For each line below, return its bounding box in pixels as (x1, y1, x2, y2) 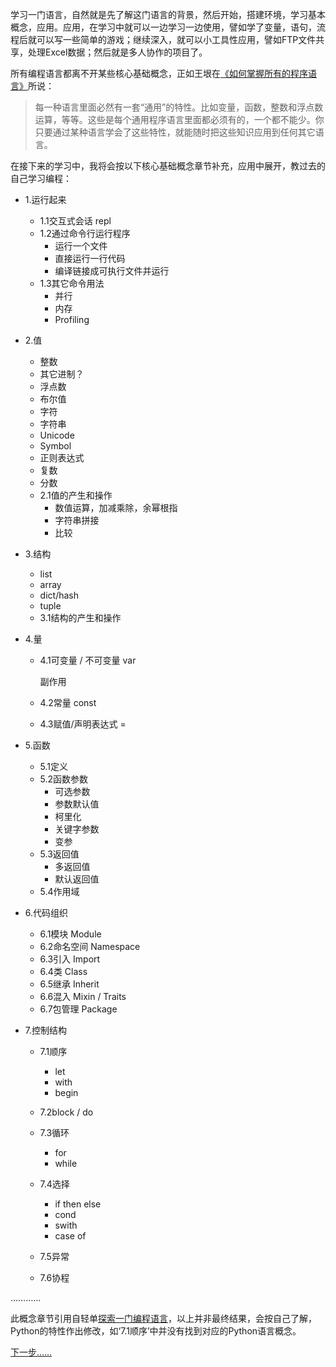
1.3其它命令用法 (39, 278, 105, 289)
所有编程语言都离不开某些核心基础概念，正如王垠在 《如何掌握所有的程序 (10, 68, 308, 79)
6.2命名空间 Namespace (39, 941, 141, 952)
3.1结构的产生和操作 (39, 612, 122, 623)
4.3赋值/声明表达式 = (39, 718, 127, 730)
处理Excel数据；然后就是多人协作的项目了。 (27, 46, 208, 58)
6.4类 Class (39, 966, 88, 977)
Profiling (54, 314, 90, 325)
